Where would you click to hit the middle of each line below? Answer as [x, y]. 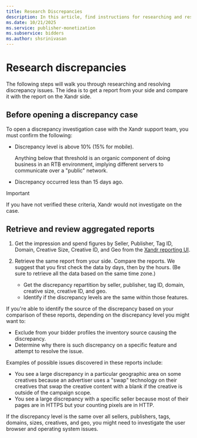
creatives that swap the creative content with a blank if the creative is [98, 386]
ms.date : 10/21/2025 [31, 22]
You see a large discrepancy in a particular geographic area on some [98, 374]
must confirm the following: [39, 135]
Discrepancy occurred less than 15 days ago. [69, 182]
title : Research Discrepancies [44, 11]
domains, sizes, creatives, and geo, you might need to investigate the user [96, 422]
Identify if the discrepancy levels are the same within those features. [106, 297]
